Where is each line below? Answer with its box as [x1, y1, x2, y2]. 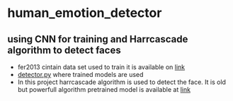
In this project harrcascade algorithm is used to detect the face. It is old [17, 78, 227, 86]
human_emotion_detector [7, 5, 162, 21]
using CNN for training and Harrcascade [7, 33, 188, 45]
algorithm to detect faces [7, 44, 122, 56]
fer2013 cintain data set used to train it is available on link [17, 63, 186, 71]
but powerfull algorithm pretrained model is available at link [17, 85, 191, 93]
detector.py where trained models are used [17, 71, 144, 78]
